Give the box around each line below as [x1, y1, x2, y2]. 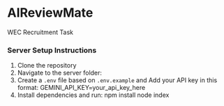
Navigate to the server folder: [17, 68, 103, 77]
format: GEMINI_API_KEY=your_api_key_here [17, 84, 146, 92]
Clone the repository [17, 61, 77, 70]
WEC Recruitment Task [7, 28, 74, 36]
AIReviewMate [7, 5, 94, 21]
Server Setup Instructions [7, 45, 97, 55]
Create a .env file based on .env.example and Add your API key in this [17, 76, 218, 84]
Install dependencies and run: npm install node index [17, 91, 170, 99]
